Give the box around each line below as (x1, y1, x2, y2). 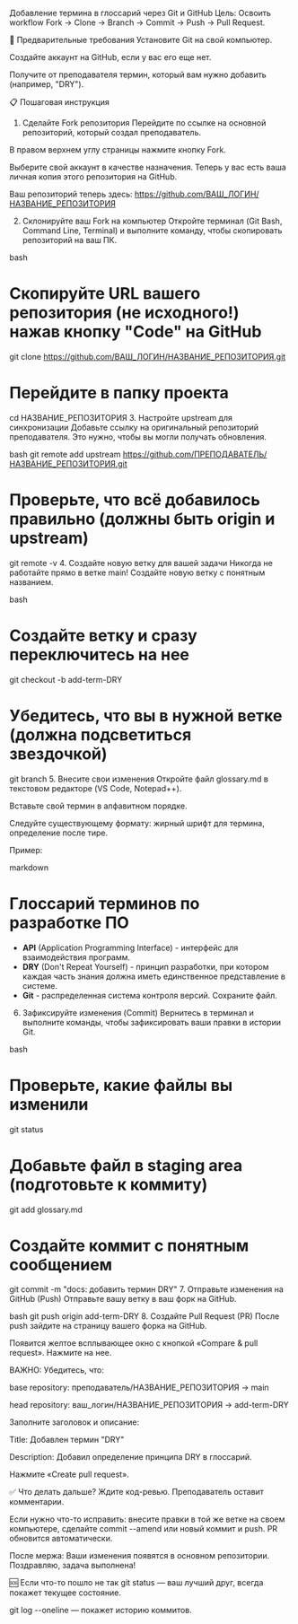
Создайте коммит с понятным (9, 1235, 250, 1255)
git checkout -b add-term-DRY (9, 674, 123, 685)
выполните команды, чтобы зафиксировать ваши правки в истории (22, 1017, 281, 1027)
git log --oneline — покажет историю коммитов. (9, 1605, 193, 1616)
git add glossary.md (9, 1204, 83, 1215)
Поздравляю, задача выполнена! (9, 1560, 136, 1571)
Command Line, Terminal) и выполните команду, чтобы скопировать (22, 225, 283, 236)
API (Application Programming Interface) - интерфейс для (22, 942, 239, 953)
